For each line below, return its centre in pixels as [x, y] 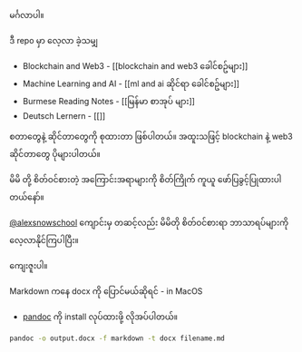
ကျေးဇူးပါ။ [29, 265]
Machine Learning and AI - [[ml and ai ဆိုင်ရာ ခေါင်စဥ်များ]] [131, 83]
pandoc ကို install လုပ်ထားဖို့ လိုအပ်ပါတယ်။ [100, 317]
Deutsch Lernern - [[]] [64, 116]
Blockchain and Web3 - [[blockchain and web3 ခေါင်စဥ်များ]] [135, 66]
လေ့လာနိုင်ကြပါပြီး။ [44, 240]
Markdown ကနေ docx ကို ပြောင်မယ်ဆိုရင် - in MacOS [106, 291]
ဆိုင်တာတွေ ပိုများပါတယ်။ [55, 154]
